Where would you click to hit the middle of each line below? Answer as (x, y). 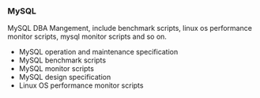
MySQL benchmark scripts (62, 60)
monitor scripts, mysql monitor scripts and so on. (87, 36)
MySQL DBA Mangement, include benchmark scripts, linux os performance (130, 28)
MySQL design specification (65, 77)
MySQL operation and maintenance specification (98, 52)
